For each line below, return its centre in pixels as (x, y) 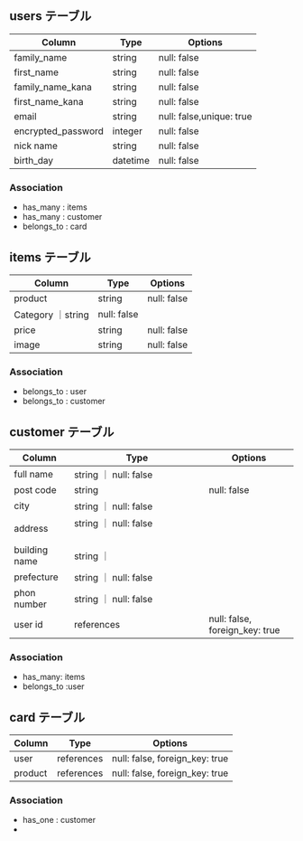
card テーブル (47, 717)
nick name (36, 146)
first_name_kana (49, 101)
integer (127, 131)
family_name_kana (53, 87)
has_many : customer (62, 217)
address (31, 529)
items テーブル (50, 257)
